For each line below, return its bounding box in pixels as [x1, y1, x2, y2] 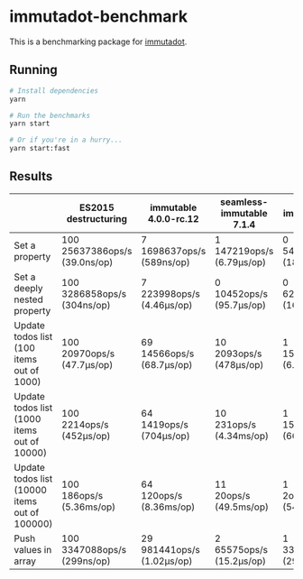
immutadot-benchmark [9, 6, 188, 27]
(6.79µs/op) [215, 255, 267, 268]
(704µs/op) [141, 429, 191, 442]
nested [14, 293, 43, 306]
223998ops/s [141, 287, 200, 299]
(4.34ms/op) [215, 429, 269, 442]
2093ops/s [215, 347, 262, 360]
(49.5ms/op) [215, 501, 269, 513]
